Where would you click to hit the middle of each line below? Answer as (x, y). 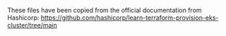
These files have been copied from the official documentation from (105, 10)
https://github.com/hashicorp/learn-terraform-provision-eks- (130, 18)
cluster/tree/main (32, 25)
